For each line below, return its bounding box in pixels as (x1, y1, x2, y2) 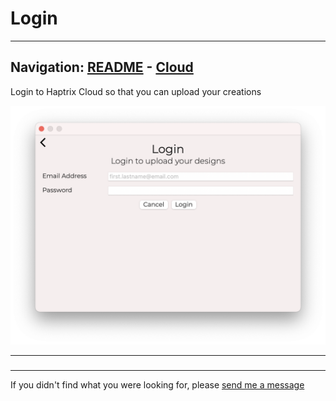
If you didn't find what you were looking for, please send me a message (10, 378, 305, 391)
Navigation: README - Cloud (10, 59, 194, 76)
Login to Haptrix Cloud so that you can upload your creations (10, 85, 262, 97)
